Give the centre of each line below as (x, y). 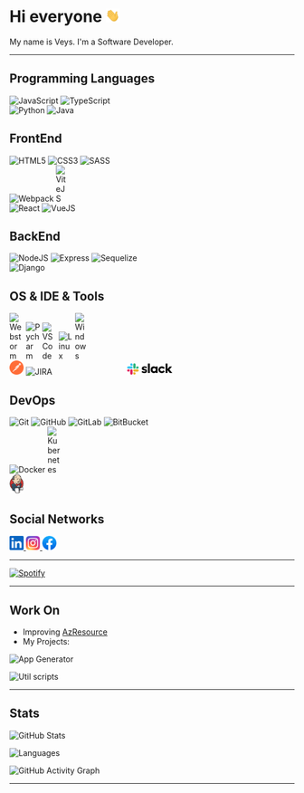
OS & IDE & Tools (57, 296)
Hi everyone (56, 17)
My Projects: (46, 642)
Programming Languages (82, 79)
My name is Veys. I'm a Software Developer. (91, 42)
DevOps (33, 400)
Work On (35, 610)
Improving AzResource (65, 632)
